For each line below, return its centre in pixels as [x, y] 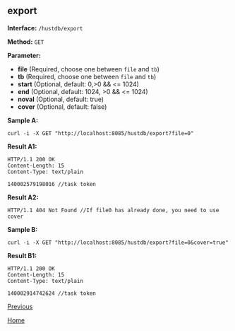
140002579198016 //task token [52, 184]
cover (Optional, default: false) [62, 106]
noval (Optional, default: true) [61, 99]
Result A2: [23, 197]
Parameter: [24, 55]
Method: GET [26, 42]
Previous [20, 306]
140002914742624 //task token [52, 293]
